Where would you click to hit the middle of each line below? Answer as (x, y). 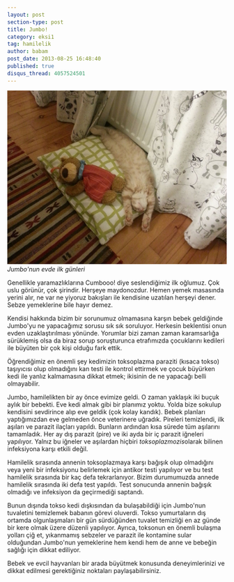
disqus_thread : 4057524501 (46, 73)
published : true (31, 66)
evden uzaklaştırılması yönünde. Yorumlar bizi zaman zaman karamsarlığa (113, 333)
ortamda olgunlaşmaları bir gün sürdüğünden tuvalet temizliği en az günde (114, 520)
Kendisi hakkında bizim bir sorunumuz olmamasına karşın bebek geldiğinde (115, 318)
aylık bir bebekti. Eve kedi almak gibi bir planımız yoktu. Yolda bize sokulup (114, 404)
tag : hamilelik (29, 44)
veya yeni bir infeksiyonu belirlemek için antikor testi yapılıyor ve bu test (110, 469)
